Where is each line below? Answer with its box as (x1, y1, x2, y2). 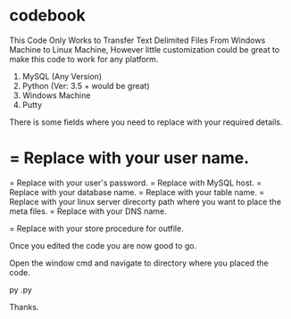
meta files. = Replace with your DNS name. (9, 206, 167, 217)
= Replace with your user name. (9, 148, 250, 168)
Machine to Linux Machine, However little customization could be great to (9, 44, 280, 54)
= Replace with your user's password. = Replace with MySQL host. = (9, 177, 262, 188)
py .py (9, 284, 33, 295)
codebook (9, 5, 87, 26)
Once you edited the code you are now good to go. (9, 240, 197, 250)
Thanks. (9, 301, 39, 312)
